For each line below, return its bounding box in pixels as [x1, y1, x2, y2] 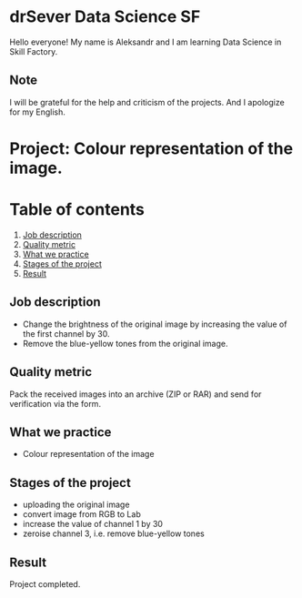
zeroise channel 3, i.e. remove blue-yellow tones [22, 528, 205, 539]
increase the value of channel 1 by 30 [22, 519, 164, 530]
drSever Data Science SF [9, 6, 201, 27]
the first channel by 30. [22, 328, 110, 339]
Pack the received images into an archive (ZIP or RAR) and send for [9, 389, 262, 400]
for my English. [9, 106, 65, 117]
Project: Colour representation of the [9, 138, 294, 158]
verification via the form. [9, 398, 102, 409]
